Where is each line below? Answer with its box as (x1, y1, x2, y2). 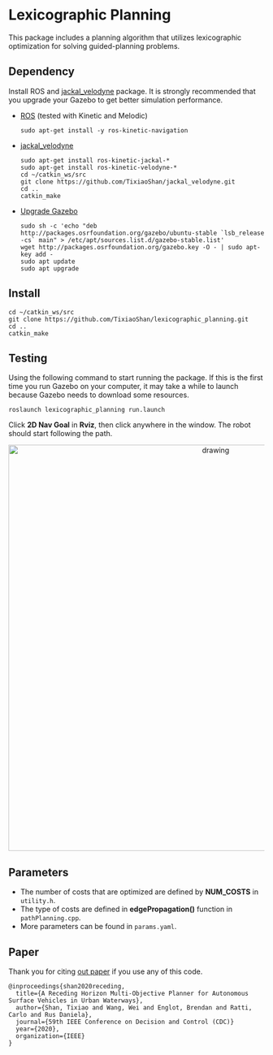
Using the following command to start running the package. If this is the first (8, 373, 263, 383)
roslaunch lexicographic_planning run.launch (8, 406, 165, 414)
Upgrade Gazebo (19, 205, 79, 216)
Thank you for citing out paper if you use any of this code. (8, 966, 203, 976)
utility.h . (19, 896, 56, 906)
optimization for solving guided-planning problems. (8, 41, 180, 50)
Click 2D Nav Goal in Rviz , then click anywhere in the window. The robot (8, 420, 251, 430)
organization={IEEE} (15, 1032, 85, 1040)
